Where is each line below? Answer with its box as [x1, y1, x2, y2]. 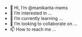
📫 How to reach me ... [9, 26, 56, 32]
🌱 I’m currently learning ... [9, 15, 63, 21]
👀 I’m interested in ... [9, 10, 52, 16]
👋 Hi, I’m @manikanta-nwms [9, 5, 68, 10]
